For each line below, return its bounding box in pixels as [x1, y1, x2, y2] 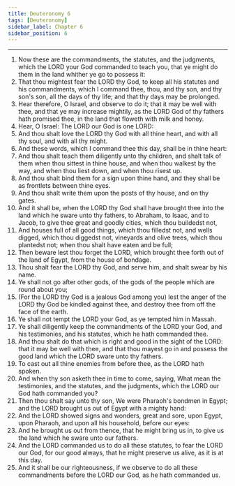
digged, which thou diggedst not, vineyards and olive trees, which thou [17, 233, 222, 242]
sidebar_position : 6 [8, 29, 68, 37]
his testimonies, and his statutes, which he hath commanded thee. [17, 330, 209, 339]
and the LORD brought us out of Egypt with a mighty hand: [17, 404, 187, 413]
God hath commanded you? [17, 389, 98, 398]
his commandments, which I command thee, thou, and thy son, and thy [17, 85, 222, 94]
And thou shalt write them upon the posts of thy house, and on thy [17, 189, 209, 198]
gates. [17, 196, 37, 205]
